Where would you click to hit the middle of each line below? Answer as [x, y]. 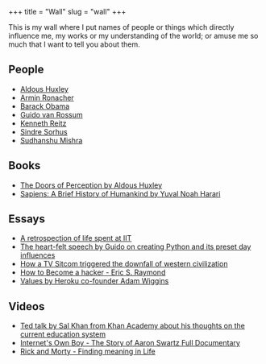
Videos [27, 306]
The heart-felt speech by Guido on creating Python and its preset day [135, 247]
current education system [63, 334]
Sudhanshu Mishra [51, 140]
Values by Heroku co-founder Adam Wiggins [94, 281]
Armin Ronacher [47, 97]
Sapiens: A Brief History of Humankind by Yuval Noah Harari [120, 193]
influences [37, 255]
